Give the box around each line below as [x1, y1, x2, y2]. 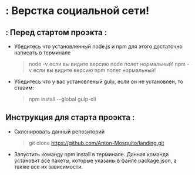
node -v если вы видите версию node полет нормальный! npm [28, 60, 186, 67]
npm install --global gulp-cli [28, 95, 96, 102]
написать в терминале [14, 49, 71, 56]
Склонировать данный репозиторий [14, 128, 105, 135]
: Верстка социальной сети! [5, 4, 150, 18]
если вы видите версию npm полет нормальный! [33, 67, 156, 74]
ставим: [14, 84, 35, 91]
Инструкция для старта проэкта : [5, 112, 135, 122]
